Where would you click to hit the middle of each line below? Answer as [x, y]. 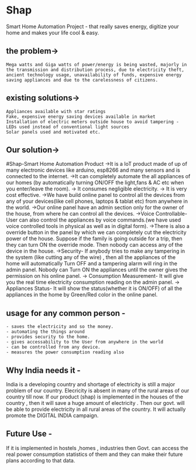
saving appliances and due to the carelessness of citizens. [82, 80]
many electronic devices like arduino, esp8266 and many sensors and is [93, 170]
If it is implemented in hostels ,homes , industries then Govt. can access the [97, 448]
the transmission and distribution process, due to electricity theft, [95, 70]
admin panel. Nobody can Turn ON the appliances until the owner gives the [97, 270]
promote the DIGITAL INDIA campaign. [52, 415]
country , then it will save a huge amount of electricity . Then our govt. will [96, 403]
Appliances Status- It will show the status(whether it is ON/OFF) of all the [94, 288]
